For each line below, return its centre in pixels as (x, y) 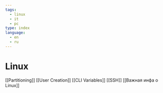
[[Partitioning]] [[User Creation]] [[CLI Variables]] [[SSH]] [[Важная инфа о (81, 80)
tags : (11, 10)
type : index (17, 28)
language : (15, 33)
